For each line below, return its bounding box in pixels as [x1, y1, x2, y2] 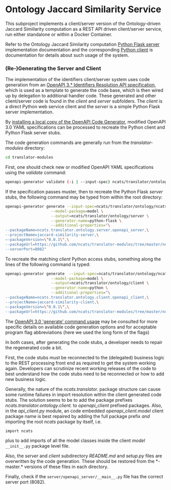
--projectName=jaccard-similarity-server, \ [5, 232, 99, 238]
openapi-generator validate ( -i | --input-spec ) [5, 180, 110, 185]
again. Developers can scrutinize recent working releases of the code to [5, 365, 157, 371]
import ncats [5, 428, 33, 433]
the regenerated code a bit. [5, 345, 63, 351]
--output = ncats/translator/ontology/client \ [50, 281, 149, 286]
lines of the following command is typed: [5, 261, 91, 267]
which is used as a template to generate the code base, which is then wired [5, 87, 164, 93]
